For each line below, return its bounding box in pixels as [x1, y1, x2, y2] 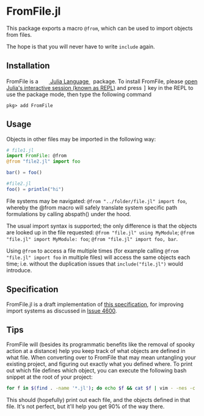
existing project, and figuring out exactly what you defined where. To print [6, 360, 193, 368]
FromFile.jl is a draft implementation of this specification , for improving [6, 300, 184, 308]
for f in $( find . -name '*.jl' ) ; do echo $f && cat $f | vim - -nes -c [6, 385, 195, 392]
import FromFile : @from [6, 153, 67, 159]
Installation [6, 61, 50, 71]
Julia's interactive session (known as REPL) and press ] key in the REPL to [6, 84, 194, 91]
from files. [6, 31, 32, 38]
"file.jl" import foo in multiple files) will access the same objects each [6, 253, 191, 261]
